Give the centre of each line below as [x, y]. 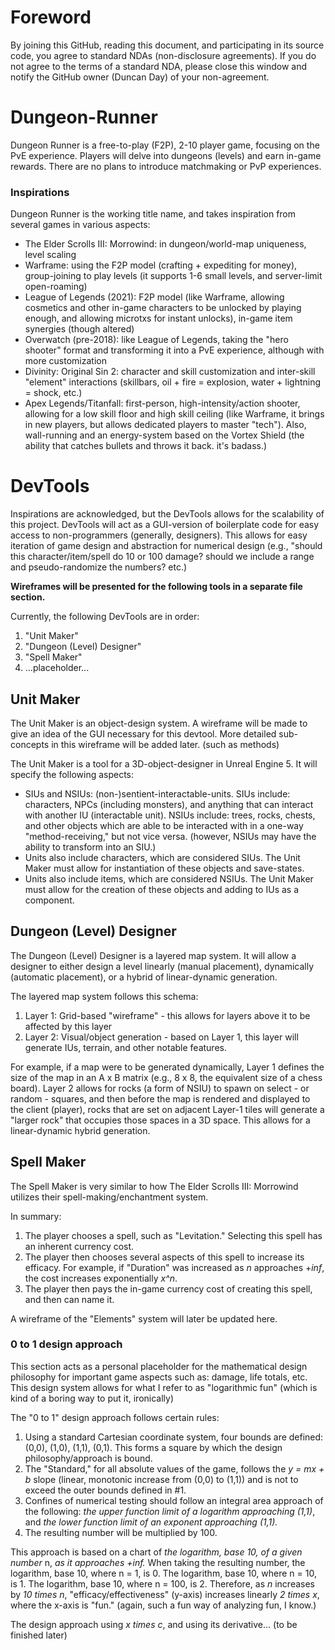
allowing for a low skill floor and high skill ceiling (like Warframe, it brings [174, 414]
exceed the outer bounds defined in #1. [105, 1490]
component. [49, 900]
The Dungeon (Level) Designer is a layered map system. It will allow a [153, 955]
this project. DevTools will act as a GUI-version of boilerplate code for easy [165, 525]
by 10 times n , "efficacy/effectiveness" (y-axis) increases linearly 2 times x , [165, 1594]
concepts [30, 744]
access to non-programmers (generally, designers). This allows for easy [159, 535]
